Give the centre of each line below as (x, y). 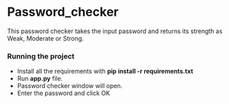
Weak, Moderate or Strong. (45, 38)
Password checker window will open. (69, 86)
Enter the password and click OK (63, 93)
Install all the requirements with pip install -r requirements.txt (105, 71)
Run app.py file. (40, 79)
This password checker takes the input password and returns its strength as (115, 31)
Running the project (41, 56)
